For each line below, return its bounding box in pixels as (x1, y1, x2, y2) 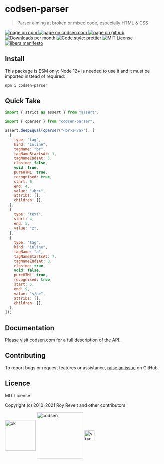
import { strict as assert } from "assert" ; (5, 110, 99, 115)
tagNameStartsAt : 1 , (14, 151, 57, 156)
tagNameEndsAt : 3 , (14, 156, 52, 161)
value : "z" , (14, 226, 39, 231)
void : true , (14, 165, 39, 170)
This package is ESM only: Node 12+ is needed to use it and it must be (5, 68, 150, 74)
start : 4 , (14, 216, 35, 221)
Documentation (5, 324, 55, 332)
